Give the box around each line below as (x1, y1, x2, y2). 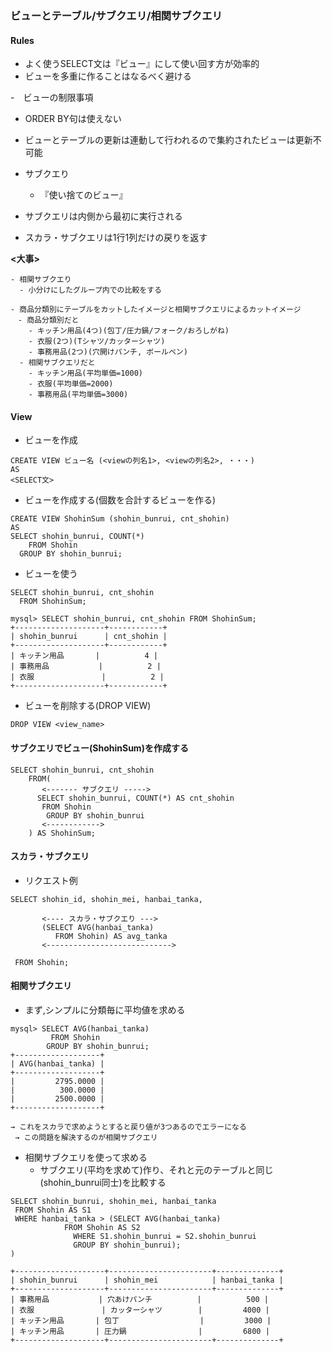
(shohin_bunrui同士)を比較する (39, 1176, 167, 1188)
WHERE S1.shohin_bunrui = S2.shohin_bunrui (73, 1231, 257, 1241)
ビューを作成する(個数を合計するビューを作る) (24, 494, 217, 506)
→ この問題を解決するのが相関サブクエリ (14, 1132, 158, 1142)
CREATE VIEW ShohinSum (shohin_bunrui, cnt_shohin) (10, 514, 230, 524)
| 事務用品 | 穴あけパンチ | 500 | (10, 1294, 270, 1304)
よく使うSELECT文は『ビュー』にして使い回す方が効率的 (24, 58, 260, 70)
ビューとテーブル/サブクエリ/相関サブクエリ (10, 8, 223, 22)
